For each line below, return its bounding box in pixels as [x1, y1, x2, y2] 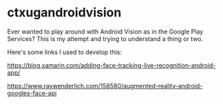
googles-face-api [7, 89, 57, 97]
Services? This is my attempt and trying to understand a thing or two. [7, 34, 204, 42]
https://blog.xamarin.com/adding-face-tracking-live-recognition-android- [7, 61, 216, 69]
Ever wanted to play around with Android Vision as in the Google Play [7, 27, 204, 36]
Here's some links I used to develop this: [7, 48, 123, 56]
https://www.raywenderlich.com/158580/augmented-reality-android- [7, 81, 203, 90]
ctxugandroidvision [7, 5, 122, 21]
